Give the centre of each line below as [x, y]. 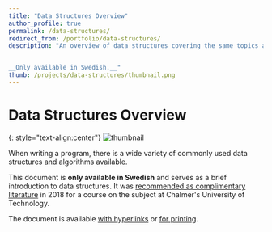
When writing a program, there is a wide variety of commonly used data [128, 153]
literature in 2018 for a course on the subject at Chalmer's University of [127, 194]
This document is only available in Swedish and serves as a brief [118, 177]
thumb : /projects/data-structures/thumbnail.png [92, 75]
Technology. [29, 203]
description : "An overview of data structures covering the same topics [134, 46]
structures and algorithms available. [68, 162]
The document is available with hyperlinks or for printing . [103, 218]
